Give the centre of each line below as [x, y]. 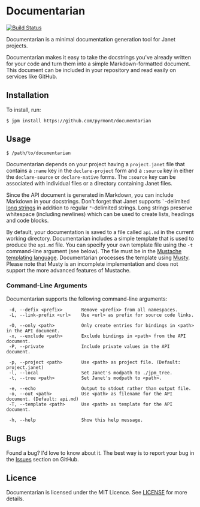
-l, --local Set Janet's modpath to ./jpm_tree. [90, 373]
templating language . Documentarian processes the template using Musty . [98, 257]
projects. [17, 46]
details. [15, 499]
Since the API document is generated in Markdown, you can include [90, 195]
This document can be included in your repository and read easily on [91, 70]
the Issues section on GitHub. [43, 459]
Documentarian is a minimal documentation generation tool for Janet [91, 39]
